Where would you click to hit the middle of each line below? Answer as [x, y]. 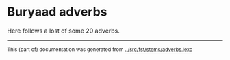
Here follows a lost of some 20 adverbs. [63, 31]
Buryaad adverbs [57, 12]
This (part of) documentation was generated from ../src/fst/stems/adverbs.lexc [100, 49]
